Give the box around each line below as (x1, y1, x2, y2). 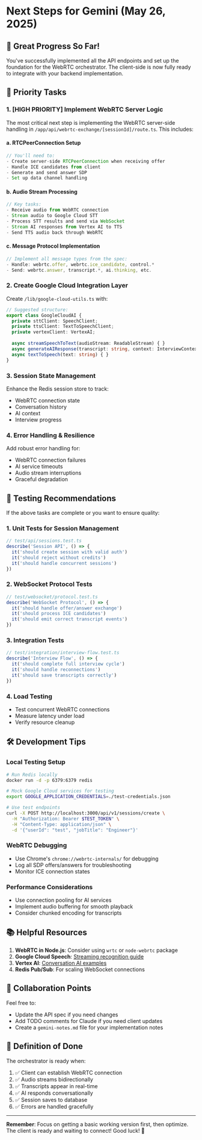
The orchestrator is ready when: (6, 1057, 86, 1065)
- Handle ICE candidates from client (6, 164, 101, 170)
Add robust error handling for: (6, 445, 81, 452)
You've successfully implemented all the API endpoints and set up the (6, 57, 179, 64)
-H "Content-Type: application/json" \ (11, 821, 112, 827)
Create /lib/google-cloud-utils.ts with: (6, 295, 108, 302)
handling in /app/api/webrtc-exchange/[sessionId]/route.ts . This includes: (6, 125, 194, 133)
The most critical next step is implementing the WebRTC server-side (6, 119, 176, 126)
